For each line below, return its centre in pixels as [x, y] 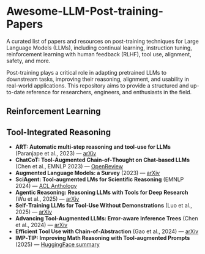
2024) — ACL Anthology [46, 186]
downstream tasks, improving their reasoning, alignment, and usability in [98, 79]
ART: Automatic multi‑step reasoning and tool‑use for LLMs [93, 147]
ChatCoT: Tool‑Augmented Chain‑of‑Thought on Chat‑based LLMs [102, 160]
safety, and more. [28, 61]
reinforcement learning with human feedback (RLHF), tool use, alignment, [99, 54]
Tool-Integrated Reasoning [59, 132]
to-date [16, 92]
